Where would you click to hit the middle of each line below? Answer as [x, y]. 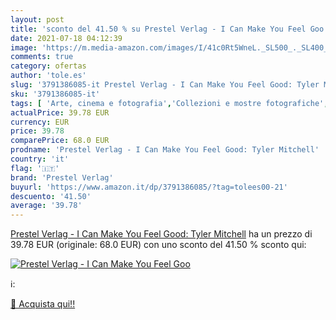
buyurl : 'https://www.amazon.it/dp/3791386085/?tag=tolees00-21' [149, 187]
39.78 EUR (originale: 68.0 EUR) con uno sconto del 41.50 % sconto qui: [158, 245]
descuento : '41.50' [51, 196]
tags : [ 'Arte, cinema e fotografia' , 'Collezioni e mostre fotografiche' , [169, 103]
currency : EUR [40, 122]
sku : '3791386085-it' [55, 94]
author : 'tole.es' [48, 76]
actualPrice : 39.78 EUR [60, 112]
